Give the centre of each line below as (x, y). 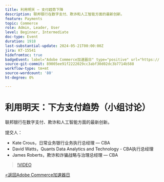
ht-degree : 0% (20, 78)
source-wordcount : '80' (29, 73)
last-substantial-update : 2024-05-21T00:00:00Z (54, 46)
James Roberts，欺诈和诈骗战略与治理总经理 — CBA (65, 155)
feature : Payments (24, 19)
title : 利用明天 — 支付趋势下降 (34, 10)
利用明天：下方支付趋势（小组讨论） (78, 107)
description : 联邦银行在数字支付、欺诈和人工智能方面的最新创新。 (65, 14)
